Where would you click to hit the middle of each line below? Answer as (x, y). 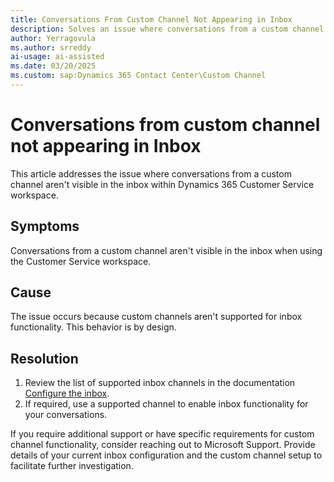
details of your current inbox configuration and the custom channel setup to (166, 455)
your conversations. (66, 415)
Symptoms (45, 226)
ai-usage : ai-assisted (57, 57)
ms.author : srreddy (51, 47)
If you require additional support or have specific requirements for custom (162, 434)
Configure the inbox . (67, 393)
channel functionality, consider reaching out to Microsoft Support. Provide (163, 445)
